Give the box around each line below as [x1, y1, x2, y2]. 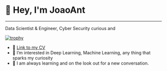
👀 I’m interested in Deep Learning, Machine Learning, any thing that [12, 49, 151, 56]
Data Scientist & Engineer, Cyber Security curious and [5, 25, 116, 31]
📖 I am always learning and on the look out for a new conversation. [12, 60, 149, 66]
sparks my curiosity [12, 55, 53, 61]
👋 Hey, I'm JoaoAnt [5, 4, 85, 16]
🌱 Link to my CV [12, 44, 46, 50]
